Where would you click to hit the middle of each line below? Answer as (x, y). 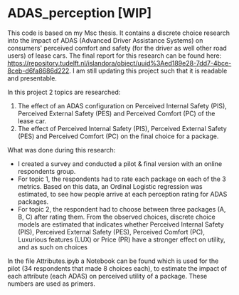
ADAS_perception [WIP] (80, 13)
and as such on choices (52, 247)
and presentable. (32, 78)
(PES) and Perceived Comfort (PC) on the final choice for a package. (118, 136)
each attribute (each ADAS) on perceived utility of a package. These (107, 276)
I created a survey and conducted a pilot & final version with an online (120, 164)
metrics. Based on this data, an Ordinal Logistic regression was (110, 186)
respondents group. (47, 171)
